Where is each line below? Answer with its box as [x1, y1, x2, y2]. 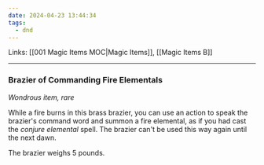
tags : [8, 19, 26, 27]
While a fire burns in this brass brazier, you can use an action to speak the [8, 108, 248, 117]
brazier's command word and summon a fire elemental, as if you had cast [8, 115, 247, 126]
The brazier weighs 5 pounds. [8, 148, 105, 157]
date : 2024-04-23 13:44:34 [8, 11, 97, 20]
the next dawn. [8, 133, 57, 142]
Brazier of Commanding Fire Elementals [8, 75, 163, 86]
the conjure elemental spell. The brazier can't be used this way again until [8, 124, 247, 134]
